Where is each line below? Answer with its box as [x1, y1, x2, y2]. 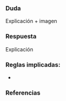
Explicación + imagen [5, 18, 58, 25]
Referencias [5, 89, 41, 97]
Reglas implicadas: [5, 60, 61, 69]
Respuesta [5, 32, 37, 41]
